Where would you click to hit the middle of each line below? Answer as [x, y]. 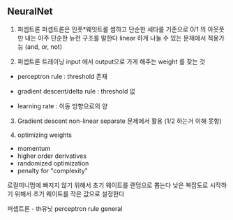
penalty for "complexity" [53, 170]
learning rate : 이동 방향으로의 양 [62, 106]
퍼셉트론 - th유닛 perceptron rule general [65, 208]
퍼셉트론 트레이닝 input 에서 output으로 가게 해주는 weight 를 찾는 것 [111, 61]
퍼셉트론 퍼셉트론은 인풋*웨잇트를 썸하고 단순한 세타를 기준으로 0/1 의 [112, 29]
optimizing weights [44, 135]
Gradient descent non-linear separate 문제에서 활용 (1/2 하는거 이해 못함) [119, 121]
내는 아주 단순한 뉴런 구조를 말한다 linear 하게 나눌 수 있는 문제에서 [115, 38]
